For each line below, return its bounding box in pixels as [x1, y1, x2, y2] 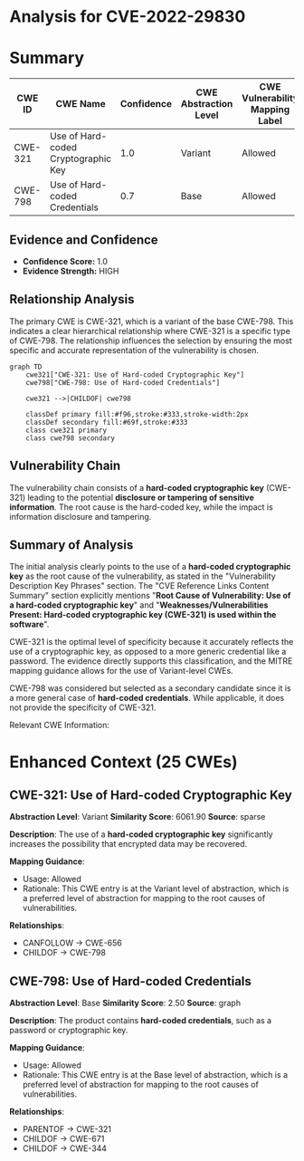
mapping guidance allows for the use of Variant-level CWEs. [9, 666, 233, 676]
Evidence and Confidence [9, 232, 158, 247]
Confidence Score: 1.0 [22, 255, 109, 266]
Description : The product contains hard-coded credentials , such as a [9, 1015, 272, 1026]
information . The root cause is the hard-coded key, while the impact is [9, 501, 273, 513]
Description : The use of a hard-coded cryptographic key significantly [9, 829, 273, 840]
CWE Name [55, 98, 106, 110]
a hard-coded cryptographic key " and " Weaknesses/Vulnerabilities [9, 600, 269, 610]
